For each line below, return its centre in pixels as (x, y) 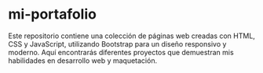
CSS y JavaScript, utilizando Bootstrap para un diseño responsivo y (117, 43)
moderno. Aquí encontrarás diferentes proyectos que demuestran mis (121, 52)
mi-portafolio (52, 14)
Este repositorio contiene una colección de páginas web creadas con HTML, (131, 36)
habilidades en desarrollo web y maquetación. (83, 61)
